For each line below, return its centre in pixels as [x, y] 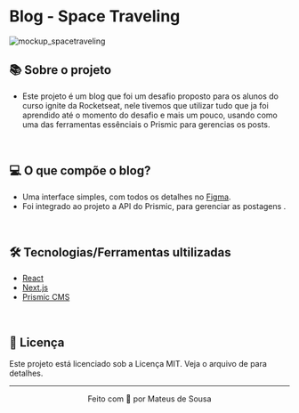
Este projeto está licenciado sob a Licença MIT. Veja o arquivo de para [138, 364]
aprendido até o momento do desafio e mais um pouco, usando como [150, 115]
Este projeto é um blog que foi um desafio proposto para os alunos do [150, 96]
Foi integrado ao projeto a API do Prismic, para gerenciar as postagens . [154, 206]
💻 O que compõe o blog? [80, 171]
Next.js [35, 287]
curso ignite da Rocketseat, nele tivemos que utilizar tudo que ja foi [145, 105]
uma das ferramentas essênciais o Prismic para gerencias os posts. [146, 124]
